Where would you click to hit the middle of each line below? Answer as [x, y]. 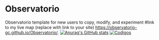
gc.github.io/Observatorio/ [31, 32]
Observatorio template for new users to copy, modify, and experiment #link [80, 22]
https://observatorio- [116, 27]
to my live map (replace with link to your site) [50, 27]
